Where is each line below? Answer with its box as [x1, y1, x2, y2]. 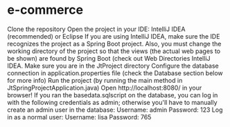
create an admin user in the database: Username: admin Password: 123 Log [7, 106, 223, 114]
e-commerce [7, 2, 84, 18]
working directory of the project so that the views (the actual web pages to [7, 47, 220, 55]
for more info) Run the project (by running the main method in [7, 76, 183, 84]
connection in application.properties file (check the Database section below [7, 68, 223, 77]
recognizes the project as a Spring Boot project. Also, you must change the [7, 39, 222, 48]
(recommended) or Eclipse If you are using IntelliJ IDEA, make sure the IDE [7, 32, 220, 40]
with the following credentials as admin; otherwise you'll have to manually [7, 98, 218, 106]
